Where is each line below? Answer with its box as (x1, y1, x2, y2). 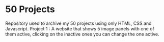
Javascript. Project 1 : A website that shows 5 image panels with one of (5, 25, 154, 31)
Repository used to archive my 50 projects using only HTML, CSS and (5, 20, 152, 26)
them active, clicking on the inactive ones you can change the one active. (5, 31, 159, 37)
